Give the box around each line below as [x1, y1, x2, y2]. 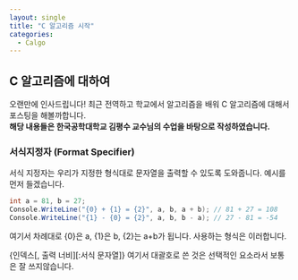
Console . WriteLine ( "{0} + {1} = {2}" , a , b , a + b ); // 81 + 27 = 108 [9, 205, 278, 215]
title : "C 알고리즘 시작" [9, 21, 95, 30]
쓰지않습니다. [28, 260, 74, 271]
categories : [9, 30, 54, 38]
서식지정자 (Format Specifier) [9, 145, 136, 157]
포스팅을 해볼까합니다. [9, 110, 87, 121]
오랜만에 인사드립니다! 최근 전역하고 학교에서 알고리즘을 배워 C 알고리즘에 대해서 [9, 99, 290, 110]
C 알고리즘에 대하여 [9, 73, 111, 89]
